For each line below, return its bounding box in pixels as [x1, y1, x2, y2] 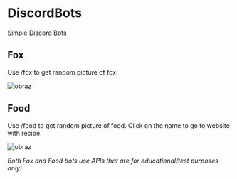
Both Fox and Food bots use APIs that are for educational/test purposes [7, 156, 219, 165]
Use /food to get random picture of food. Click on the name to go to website [7, 121, 230, 129]
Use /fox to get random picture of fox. [7, 67, 118, 76]
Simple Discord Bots [7, 28, 67, 37]
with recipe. [7, 129, 42, 137]
